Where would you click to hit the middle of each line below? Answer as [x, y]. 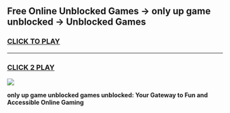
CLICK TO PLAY [34, 42]
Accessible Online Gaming [46, 102]
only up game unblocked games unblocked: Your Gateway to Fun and [107, 95]
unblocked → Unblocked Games [77, 22]
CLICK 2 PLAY [31, 67]
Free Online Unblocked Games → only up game [109, 11]
